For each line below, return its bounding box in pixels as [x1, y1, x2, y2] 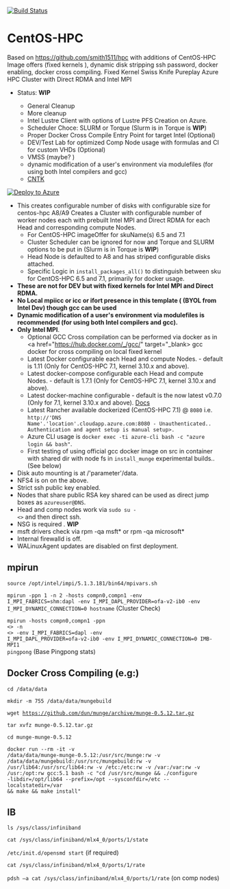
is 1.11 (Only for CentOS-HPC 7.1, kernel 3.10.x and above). [27, 361, 190, 370]
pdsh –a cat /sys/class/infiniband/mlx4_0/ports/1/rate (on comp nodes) [7, 874, 220, 882]
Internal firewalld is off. [16, 534, 82, 543]
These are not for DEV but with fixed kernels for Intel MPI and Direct [16, 282, 214, 290]
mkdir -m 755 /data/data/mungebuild [7, 697, 112, 704]
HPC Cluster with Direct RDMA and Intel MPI [7, 75, 132, 83]
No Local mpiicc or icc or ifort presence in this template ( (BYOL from [16, 296, 217, 304]
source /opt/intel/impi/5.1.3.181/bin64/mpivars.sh [7, 580, 157, 587]
